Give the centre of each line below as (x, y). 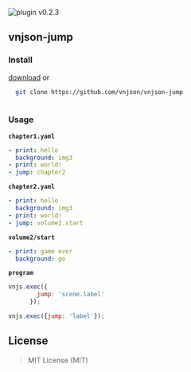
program (21, 273)
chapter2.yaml (32, 187)
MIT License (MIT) (58, 360)
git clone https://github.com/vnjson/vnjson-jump (99, 92)
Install (21, 60)
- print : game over (41, 251)
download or (29, 77)
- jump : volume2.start (46, 223)
